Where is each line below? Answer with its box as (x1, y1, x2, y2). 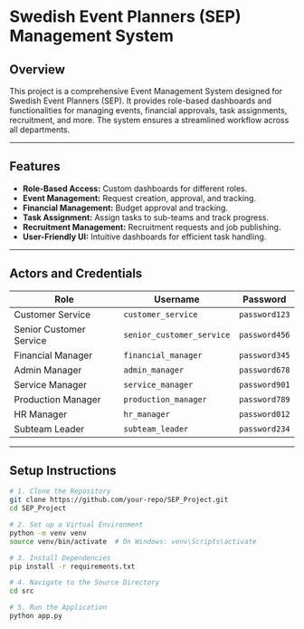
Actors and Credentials (9, 266, 143, 282)
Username (153, 293, 200, 305)
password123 (238, 309, 290, 319)
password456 (238, 329, 290, 340)
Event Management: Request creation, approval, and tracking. (22, 192, 256, 203)
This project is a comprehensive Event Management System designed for (9, 86, 283, 96)
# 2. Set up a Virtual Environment (9, 520, 144, 529)
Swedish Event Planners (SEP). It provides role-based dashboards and (9, 95, 272, 106)
